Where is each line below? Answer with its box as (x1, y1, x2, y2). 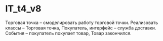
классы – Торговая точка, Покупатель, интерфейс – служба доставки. (5, 24, 156, 30)
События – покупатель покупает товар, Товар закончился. (5, 30, 132, 36)
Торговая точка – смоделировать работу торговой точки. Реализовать (5, 19, 158, 25)
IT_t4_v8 (5, 3, 42, 14)
